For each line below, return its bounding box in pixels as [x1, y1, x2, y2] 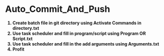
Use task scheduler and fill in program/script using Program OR [12, 30, 146, 36]
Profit [12, 46, 25, 52]
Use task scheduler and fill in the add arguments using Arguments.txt [12, 41, 160, 47]
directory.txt [12, 25, 39, 31]
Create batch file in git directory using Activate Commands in [12, 20, 142, 26]
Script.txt [12, 36, 33, 42]
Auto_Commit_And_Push [5, 3, 110, 15]
